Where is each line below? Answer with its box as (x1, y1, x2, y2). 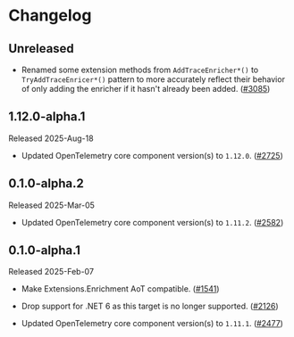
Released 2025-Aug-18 (8, 133, 95, 144)
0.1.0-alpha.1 (8, 242, 81, 259)
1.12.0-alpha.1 (8, 109, 86, 125)
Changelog (8, 5, 92, 26)
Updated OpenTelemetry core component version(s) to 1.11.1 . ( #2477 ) (21, 318, 283, 329)
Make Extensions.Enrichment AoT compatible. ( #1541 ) (21, 284, 220, 294)
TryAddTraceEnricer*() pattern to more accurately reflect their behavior (21, 74, 285, 85)
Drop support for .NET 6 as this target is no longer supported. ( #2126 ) (21, 300, 279, 312)
